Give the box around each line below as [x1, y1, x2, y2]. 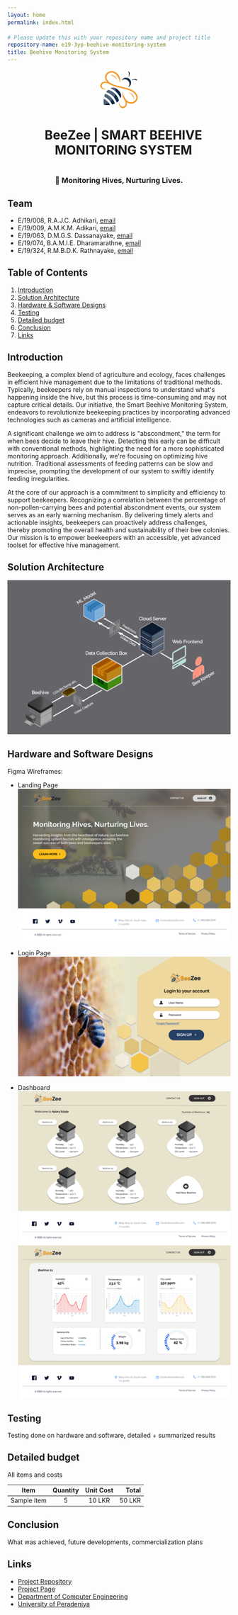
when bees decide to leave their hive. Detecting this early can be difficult [7, 437, 221, 445]
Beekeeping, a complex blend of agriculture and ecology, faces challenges [7, 370, 225, 378]
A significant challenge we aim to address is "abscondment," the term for [7, 429, 221, 437]
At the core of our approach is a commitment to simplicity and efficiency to [7, 488, 226, 496]
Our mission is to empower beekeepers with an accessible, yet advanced [7, 533, 221, 541]
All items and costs [7, 1470, 63, 1479]
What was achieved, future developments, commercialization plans [7, 1538, 203, 1546]
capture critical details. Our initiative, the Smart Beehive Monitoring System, [7, 400, 229, 409]
